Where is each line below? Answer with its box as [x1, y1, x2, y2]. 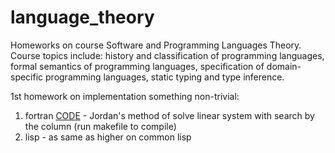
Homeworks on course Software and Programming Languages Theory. [10, 39, 302, 51]
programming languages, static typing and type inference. [45, 71, 285, 83]
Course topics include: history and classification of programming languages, [10, 49, 325, 61]
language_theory [10, 6, 155, 29]
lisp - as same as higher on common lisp [24, 131, 192, 143]
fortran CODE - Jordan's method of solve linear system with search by [24, 109, 315, 121]
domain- [266, 60, 302, 72]
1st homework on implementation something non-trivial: [10, 90, 240, 102]
